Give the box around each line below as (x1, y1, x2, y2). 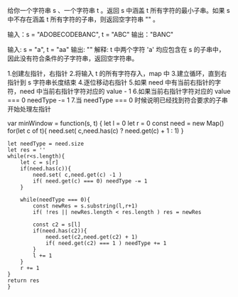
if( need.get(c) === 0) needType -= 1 (33, 178, 148, 185)
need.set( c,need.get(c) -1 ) (33, 171, 122, 178)
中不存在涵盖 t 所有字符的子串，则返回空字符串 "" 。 (7, 15, 160, 23)
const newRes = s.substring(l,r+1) (33, 202, 139, 210)
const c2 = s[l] (33, 221, 81, 228)
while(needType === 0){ (20, 196, 91, 203)
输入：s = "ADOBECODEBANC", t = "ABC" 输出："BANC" (7, 31, 174, 38)
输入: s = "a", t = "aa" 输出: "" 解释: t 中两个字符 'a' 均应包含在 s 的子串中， (7, 45, 225, 53)
